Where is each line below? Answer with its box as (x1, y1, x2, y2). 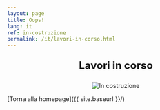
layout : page (7, 10, 45, 17)
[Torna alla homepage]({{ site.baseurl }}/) (7, 95, 126, 103)
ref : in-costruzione (7, 29, 67, 36)
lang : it (7, 23, 32, 30)
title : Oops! (7, 16, 45, 23)
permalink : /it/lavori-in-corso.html (7, 36, 116, 43)
